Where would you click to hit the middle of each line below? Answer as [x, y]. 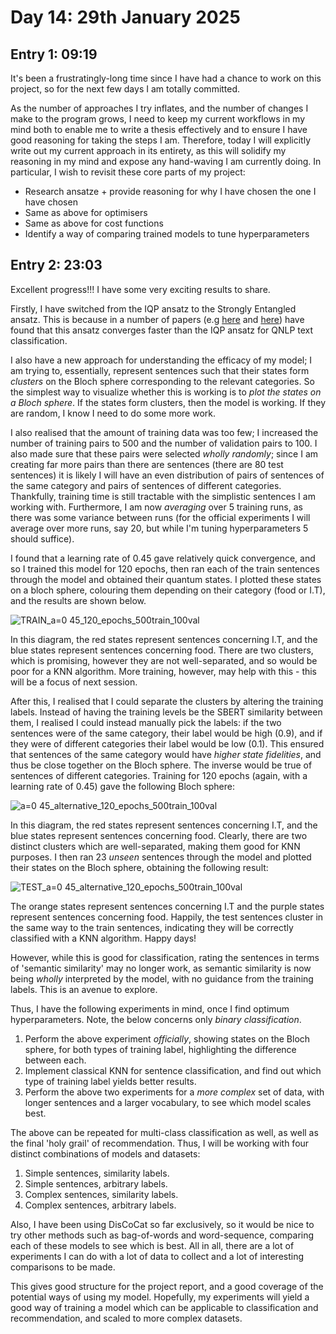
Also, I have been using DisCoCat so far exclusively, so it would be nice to [162, 1224]
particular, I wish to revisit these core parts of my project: [128, 172]
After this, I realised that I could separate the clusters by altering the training [167, 701]
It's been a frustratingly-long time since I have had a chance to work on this [166, 78]
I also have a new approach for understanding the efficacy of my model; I [161, 360]
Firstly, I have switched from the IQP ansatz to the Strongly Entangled [153, 308]
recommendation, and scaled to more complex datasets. [126, 1318]
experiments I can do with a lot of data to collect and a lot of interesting [157, 1256]
